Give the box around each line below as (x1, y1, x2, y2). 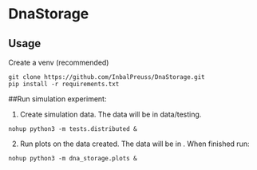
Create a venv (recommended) (8, 57, 109, 67)
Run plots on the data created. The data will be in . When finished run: (19, 139, 250, 148)
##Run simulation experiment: (8, 94, 107, 104)
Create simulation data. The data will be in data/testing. (19, 109, 202, 119)
